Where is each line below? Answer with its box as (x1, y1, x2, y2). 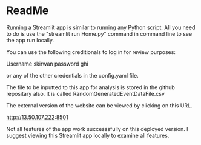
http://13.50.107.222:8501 (6, 113, 68, 121)
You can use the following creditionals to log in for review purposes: (6, 48, 176, 55)
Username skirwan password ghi (6, 60, 89, 67)
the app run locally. (6, 36, 54, 44)
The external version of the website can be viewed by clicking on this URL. (6, 101, 193, 109)
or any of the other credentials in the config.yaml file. (6, 72, 139, 79)
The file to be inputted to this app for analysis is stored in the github (6, 83, 176, 91)
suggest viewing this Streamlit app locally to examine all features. (6, 132, 170, 139)
